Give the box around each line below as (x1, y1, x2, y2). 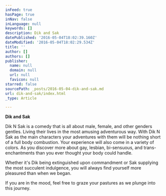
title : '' (5, 44, 26, 49)
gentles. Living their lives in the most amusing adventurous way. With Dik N (5, 128, 160, 135)
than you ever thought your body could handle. (35, 150, 132, 156)
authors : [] (5, 53, 30, 59)
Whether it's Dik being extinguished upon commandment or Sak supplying (5, 159, 158, 165)
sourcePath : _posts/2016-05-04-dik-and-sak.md (5, 86, 104, 91)
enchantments (5, 150, 35, 156)
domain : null (9, 68, 37, 73)
